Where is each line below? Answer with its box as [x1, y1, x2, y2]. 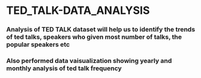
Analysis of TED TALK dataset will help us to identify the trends [6, 25, 196, 34]
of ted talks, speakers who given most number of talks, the [6, 33, 182, 41]
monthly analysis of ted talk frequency [6, 64, 122, 73]
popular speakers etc [6, 41, 70, 49]
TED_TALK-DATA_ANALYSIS [6, 4, 150, 18]
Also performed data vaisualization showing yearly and [6, 57, 172, 65]
